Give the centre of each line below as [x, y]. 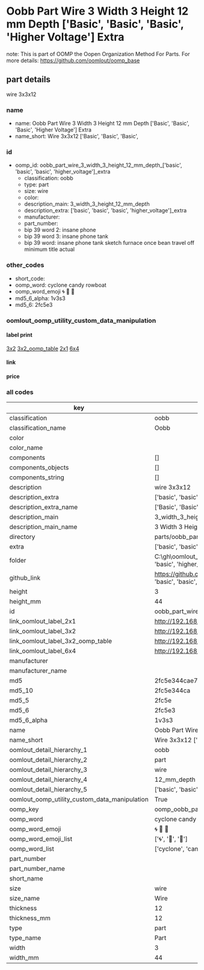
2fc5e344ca [172, 691]
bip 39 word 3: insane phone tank [66, 236]
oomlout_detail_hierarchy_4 [48, 779]
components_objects [39, 468]
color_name [26, 448]
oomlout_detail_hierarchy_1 [48, 750]
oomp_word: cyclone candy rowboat [61, 285]
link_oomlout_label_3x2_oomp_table [61, 641]
